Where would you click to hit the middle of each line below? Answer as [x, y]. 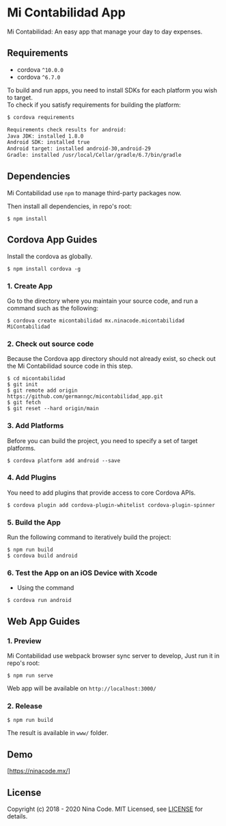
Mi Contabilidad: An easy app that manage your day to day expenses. [105, 32]
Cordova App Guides [52, 240]
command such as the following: [53, 308]
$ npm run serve [30, 676]
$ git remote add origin [42, 391]
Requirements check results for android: [67, 129]
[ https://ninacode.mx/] [39, 771]
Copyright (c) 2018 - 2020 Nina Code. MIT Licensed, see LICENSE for [105, 809]
